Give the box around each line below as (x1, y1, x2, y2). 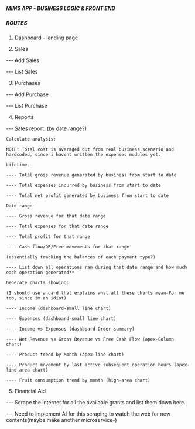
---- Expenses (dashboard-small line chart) (6, 316, 117, 322)
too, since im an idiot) (6, 295, 67, 301)
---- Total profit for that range (6, 234, 91, 240)
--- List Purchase (6, 103, 48, 110)
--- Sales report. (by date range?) (6, 125, 87, 132)
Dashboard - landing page (14, 34, 78, 41)
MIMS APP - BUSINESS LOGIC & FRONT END (6, 5, 116, 12)
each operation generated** (6, 270, 75, 275)
